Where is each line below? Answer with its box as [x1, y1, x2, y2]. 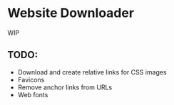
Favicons [17, 75, 45, 84]
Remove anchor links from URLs [17, 83, 113, 92]
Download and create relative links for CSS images [17, 67, 167, 76]
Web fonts [17, 90, 48, 99]
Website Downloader [7, 5, 134, 21]
